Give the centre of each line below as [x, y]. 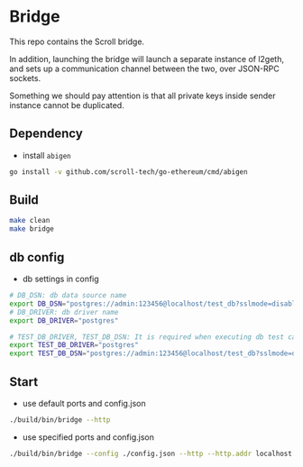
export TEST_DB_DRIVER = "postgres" [74, 345]
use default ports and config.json [84, 403]
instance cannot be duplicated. [67, 105]
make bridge [32, 229]
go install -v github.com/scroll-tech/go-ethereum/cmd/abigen [129, 172]
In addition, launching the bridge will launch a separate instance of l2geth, [147, 59]
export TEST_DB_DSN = [48, 353]
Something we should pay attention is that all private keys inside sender [142, 96]
